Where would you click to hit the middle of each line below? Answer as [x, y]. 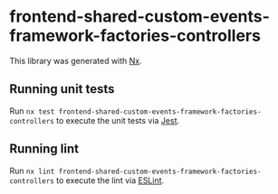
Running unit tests [62, 89]
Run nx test [32, 111]
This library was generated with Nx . [76, 60]
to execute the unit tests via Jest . [118, 120]
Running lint [44, 149]
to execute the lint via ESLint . [110, 180]
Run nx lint [32, 171]
